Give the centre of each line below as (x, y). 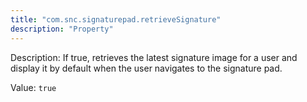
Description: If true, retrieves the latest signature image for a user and (154, 57)
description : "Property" (62, 29)
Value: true (33, 87)
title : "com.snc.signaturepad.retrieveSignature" (116, 19)
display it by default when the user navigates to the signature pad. (146, 68)
